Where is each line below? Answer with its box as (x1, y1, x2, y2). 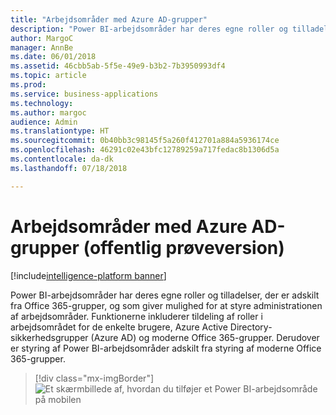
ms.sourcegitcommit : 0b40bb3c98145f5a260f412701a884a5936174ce (10, 136, 280, 146)
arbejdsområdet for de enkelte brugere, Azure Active (10, 321, 228, 333)
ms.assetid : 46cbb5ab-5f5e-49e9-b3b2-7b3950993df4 (10, 61, 226, 71)
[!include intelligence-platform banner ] (10, 269, 167, 281)
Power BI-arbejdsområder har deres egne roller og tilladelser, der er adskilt (10, 289, 320, 301)
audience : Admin (10, 117, 78, 127)
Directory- (229, 321, 273, 333)
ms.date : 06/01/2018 (10, 52, 97, 62)
